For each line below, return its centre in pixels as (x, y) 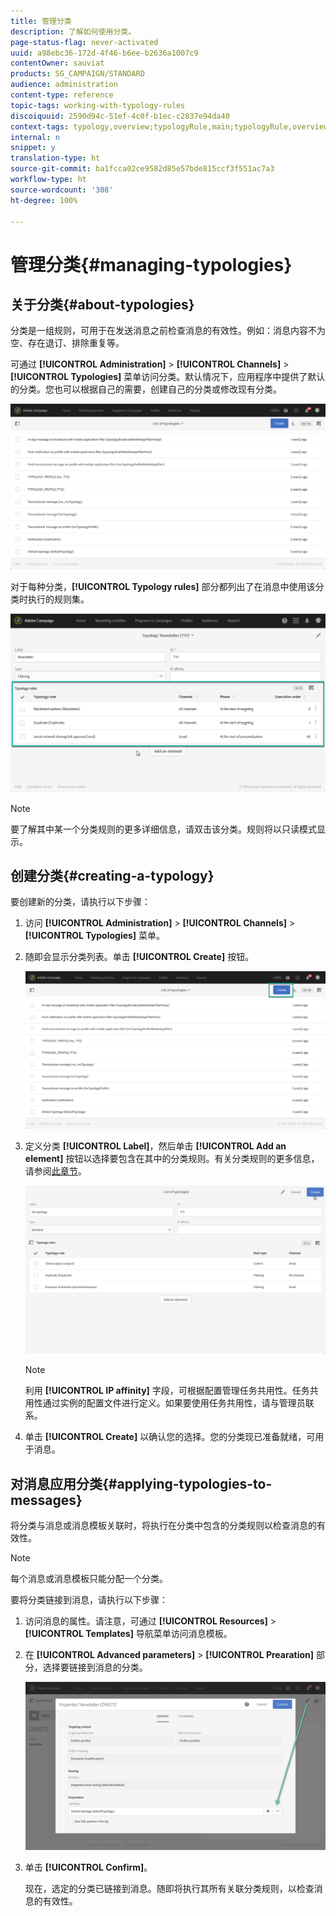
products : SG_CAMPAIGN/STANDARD (77, 74)
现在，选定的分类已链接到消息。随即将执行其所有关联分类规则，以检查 (169, 1889)
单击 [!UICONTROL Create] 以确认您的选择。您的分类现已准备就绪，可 (170, 1437)
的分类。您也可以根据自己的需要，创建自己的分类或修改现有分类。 (146, 389)
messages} (46, 1500)
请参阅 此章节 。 (55, 1171)
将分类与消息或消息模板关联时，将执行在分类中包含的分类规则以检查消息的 (163, 1526)
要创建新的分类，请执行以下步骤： (80, 902)
